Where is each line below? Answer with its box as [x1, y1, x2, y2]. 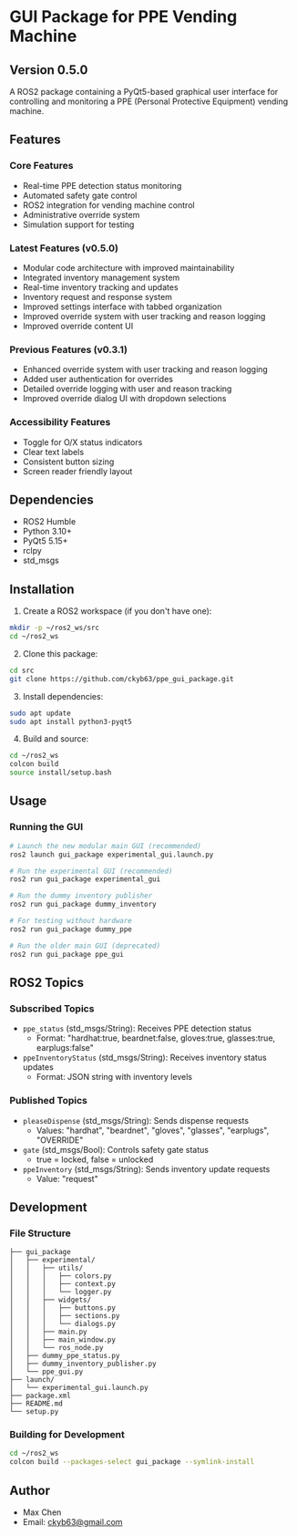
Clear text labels [22, 446, 85, 457]
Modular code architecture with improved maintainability [22, 262, 235, 273]
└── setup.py [9, 1407, 59, 1417]
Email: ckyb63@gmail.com [22, 1517, 123, 1528]
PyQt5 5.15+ [22, 535, 68, 546]
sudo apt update [9, 709, 71, 718]
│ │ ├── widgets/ [9, 1295, 92, 1305]
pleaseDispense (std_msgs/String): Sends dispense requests [22, 1115, 249, 1126]
